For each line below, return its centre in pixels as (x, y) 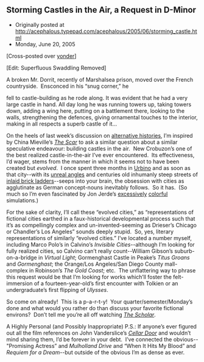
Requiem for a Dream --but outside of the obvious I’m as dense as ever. (95, 352)
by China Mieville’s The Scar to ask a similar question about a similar (92, 142)
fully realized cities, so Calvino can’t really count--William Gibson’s (90, 251)
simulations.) (22, 200)
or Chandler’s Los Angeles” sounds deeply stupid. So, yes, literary (90, 232)
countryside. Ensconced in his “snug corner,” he (68, 86)
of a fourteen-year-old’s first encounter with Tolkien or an (106, 283)
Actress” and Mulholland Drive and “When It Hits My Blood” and (116, 346)
